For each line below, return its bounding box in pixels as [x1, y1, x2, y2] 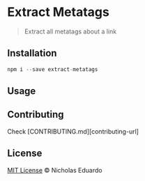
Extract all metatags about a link [24, 27, 117, 36]
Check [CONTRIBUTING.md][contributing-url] [7, 127, 139, 136]
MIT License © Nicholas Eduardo [7, 166, 102, 174]
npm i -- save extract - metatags [7, 65, 98, 73]
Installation [7, 47, 57, 59]
